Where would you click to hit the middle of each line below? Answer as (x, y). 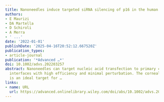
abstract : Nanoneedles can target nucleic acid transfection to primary (81, 69)
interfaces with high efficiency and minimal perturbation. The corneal (85, 74)
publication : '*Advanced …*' (35, 60)
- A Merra (15, 32)
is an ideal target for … (36, 78)
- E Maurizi (17, 19)
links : (12, 82)
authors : (14, 14)
